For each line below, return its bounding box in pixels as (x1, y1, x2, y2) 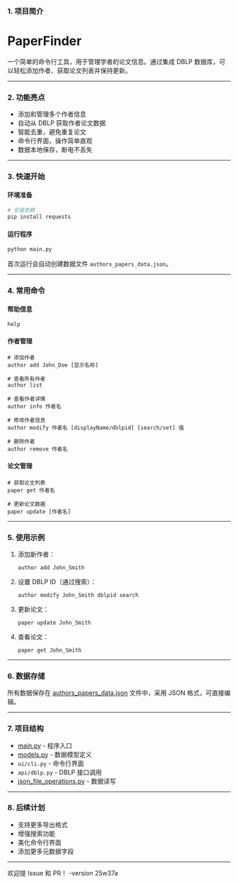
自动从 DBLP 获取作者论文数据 (17, 119, 106, 127)
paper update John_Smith (17, 619, 91, 626)
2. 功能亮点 (7, 92, 45, 102)
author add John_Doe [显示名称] (7, 362, 99, 369)
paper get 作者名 (7, 487, 55, 494)
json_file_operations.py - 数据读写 (17, 777, 116, 785)
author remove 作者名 (7, 446, 68, 453)
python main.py (7, 246, 52, 253)
